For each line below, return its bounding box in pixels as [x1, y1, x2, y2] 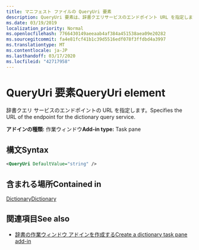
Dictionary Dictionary [6, 195, 56, 202]
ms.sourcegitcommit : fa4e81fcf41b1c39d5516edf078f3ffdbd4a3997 [6, 36, 166, 42]
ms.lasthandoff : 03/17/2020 [6, 53, 76, 59]
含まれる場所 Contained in [6, 179, 102, 189]
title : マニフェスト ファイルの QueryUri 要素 [6, 8, 112, 15]
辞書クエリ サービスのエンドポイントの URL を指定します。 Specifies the [6, 107, 182, 114]
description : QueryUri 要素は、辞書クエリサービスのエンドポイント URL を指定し [6, 14, 189, 20]
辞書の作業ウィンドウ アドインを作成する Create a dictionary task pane [14, 230, 188, 238]
